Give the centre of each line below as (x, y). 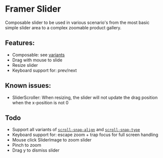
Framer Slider (33, 9)
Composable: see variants (38, 55)
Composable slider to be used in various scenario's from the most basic (77, 22)
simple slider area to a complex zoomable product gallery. (63, 27)
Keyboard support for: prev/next (44, 70)
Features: (20, 43)
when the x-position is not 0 (40, 102)
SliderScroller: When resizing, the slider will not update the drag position (85, 97)
